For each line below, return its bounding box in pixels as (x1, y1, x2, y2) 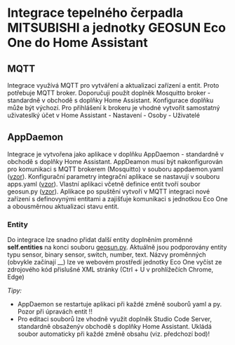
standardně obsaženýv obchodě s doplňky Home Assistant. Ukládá (17, 323, 212, 331)
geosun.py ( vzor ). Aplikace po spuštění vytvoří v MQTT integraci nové (7, 187, 210, 196)
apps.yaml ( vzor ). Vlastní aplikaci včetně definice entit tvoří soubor (7, 180, 201, 188)
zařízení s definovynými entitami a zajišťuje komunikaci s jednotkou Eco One (7, 194, 228, 203)
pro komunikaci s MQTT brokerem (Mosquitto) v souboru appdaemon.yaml (7, 165, 224, 173)
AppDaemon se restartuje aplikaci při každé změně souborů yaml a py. (17, 300, 222, 309)
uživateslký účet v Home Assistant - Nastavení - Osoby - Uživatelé (7, 111, 200, 119)
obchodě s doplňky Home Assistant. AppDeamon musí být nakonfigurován (7, 157, 223, 165)
